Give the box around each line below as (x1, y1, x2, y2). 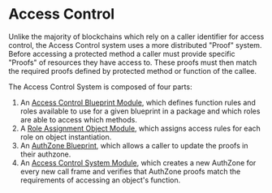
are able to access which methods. (19, 114, 138, 124)
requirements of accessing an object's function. (19, 175, 181, 185)
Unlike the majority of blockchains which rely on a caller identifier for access (8, 32, 265, 41)
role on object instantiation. (19, 131, 112, 142)
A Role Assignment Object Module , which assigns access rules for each (19, 123, 261, 133)
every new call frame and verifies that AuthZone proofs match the (19, 166, 241, 176)
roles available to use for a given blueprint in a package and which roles (19, 106, 261, 116)
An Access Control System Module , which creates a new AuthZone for (19, 157, 257, 167)
